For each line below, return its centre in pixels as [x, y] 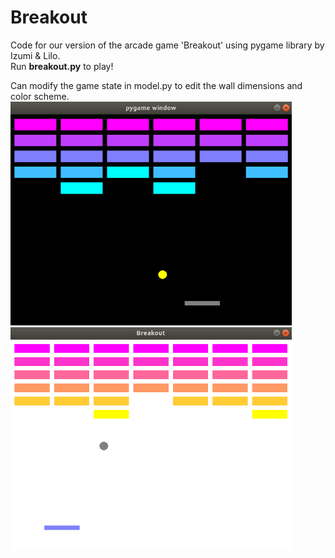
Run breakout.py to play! [62, 66]
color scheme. [40, 96]
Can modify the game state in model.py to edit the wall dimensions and [156, 85]
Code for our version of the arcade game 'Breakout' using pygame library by [167, 45]
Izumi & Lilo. [35, 55]
